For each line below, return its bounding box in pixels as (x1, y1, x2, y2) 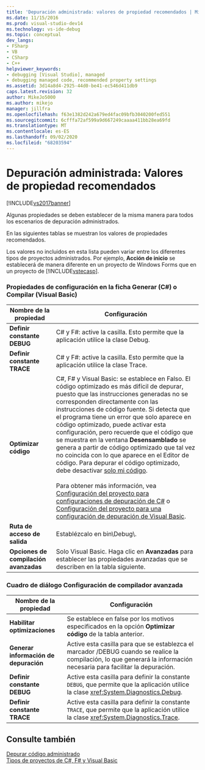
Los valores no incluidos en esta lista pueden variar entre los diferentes (6, 248, 186, 255)
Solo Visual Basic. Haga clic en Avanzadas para (56, 547, 193, 555)
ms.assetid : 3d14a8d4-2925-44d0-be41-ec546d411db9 (6, 83, 138, 89)
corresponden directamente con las (56, 397, 159, 405)
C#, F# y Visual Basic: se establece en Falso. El (56, 374, 191, 383)
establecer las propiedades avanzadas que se (56, 555, 188, 563)
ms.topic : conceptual (6, 32, 62, 38)
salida (9, 537, 27, 546)
